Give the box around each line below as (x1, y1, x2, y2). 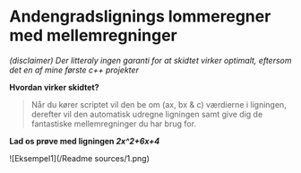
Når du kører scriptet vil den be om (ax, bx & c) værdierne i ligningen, (30, 99, 287, 109)
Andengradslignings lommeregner (9, 6, 271, 27)
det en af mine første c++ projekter (9, 65, 139, 75)
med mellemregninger (9, 25, 177, 46)
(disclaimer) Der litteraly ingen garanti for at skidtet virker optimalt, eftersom (9, 55, 292, 65)
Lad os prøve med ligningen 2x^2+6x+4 (9, 135, 160, 146)
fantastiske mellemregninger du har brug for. (30, 118, 197, 129)
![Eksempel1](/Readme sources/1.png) (9, 152, 150, 163)
